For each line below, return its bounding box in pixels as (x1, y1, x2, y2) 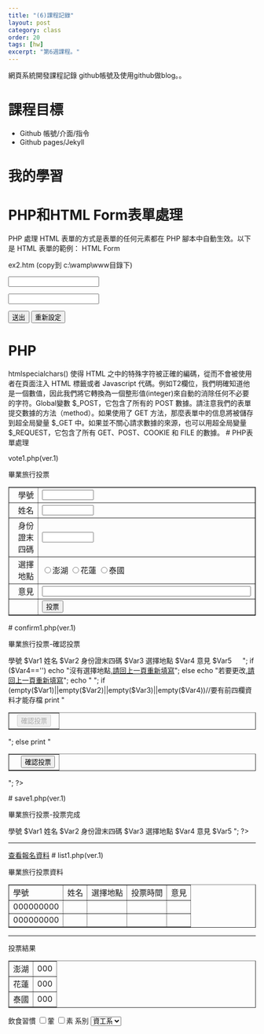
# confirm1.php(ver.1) (8, 623, 76, 632)
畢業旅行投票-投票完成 (8, 810, 81, 819)
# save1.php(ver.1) (8, 793, 67, 803)
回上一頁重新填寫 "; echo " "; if (8, 675, 106, 685)
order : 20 (8, 33, 41, 42)
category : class (8, 26, 61, 34)
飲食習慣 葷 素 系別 (8, 1016, 89, 1025)
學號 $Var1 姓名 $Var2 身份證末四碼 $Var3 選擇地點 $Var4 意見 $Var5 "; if (8, 656, 255, 665)
